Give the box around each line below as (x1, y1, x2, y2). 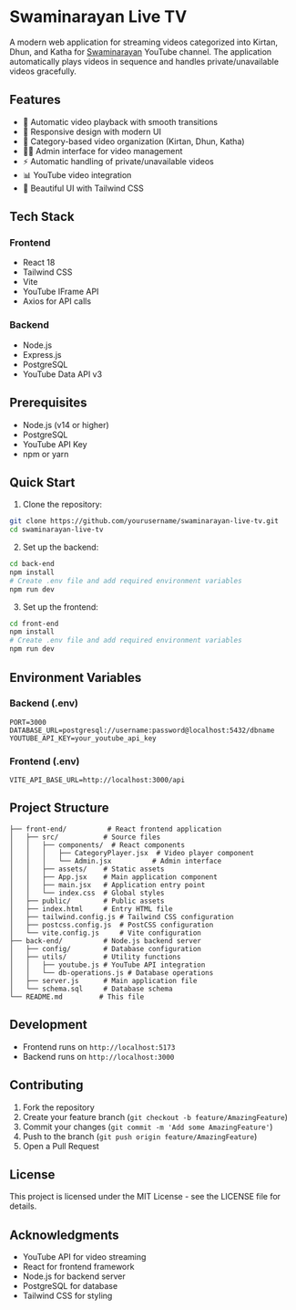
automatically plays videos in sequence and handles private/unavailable (9, 56, 280, 67)
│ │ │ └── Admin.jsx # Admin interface (9, 856, 222, 865)
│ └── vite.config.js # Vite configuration (9, 928, 202, 938)
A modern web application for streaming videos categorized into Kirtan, (9, 37, 278, 47)
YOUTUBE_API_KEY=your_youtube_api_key (9, 733, 157, 743)
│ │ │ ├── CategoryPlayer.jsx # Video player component (9, 848, 255, 857)
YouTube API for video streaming (22, 1252, 147, 1263)
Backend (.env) (9, 697, 79, 709)
